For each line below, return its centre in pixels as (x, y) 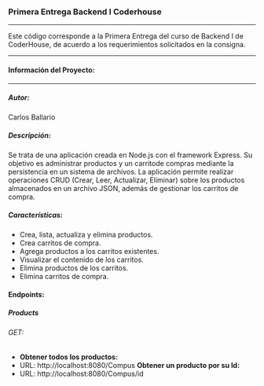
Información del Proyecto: (51, 70)
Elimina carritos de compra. (64, 277)
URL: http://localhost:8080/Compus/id (81, 373)
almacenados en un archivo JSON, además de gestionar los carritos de (123, 189)
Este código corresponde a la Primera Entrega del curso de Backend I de (126, 36)
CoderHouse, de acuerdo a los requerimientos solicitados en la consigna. (127, 45)
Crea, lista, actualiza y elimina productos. (86, 235)
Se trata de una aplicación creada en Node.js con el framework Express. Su (130, 155)
